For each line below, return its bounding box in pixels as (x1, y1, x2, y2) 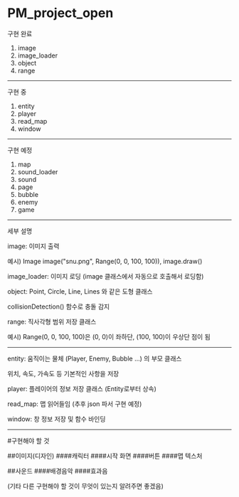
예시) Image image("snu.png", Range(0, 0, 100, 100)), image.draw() (7, 257, 203, 265)
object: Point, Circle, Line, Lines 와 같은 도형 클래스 (7, 287, 153, 296)
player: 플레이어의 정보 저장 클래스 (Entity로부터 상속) (7, 384, 156, 392)
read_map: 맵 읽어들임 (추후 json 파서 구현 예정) (7, 400, 142, 408)
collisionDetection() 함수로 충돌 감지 (7, 302, 110, 311)
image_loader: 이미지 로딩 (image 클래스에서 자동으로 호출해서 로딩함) (7, 272, 204, 280)
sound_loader (17, 167, 58, 176)
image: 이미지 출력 (7, 242, 60, 250)
